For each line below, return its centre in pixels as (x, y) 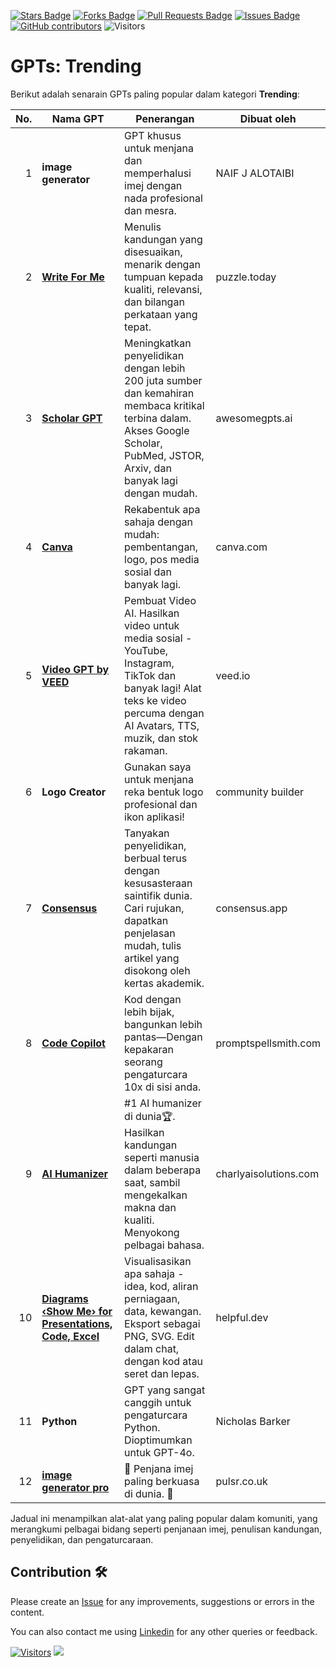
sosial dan (148, 572)
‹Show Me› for (77, 1311)
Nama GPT (78, 118)
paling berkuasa (162, 1481)
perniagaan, (152, 1298)
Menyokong (152, 1232)
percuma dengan (164, 713)
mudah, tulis (153, 945)
